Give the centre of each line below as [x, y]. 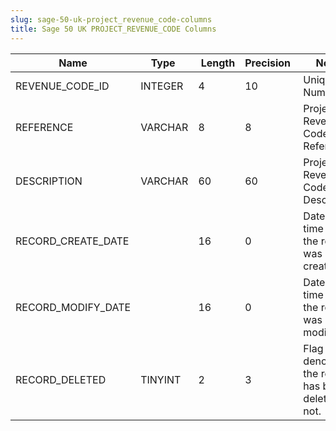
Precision [268, 63]
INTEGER [162, 86]
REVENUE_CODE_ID [62, 86]
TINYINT [161, 379]
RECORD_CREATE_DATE [72, 241]
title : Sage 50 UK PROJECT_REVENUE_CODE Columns [113, 29]
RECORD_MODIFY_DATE [73, 307]
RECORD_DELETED [61, 379]
